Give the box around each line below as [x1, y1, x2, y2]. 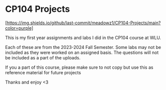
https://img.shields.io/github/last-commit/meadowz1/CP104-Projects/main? [6, 20, 161, 26]
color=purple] [5, 25, 34, 31]
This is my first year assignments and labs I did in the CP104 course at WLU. [5, 35, 162, 41]
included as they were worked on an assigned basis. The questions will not [5, 49, 159, 55]
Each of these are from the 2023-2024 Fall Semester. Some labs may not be [5, 44, 162, 50]
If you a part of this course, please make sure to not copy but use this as [5, 64, 154, 70]
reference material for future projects [5, 69, 81, 75]
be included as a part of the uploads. [5, 54, 81, 60]
